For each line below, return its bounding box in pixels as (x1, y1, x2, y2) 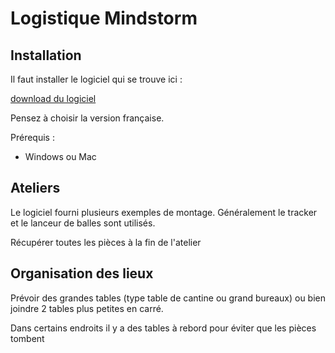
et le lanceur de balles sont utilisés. (10, 217, 156, 229)
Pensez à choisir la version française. (10, 112, 165, 124)
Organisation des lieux (10, 265, 154, 282)
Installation (10, 47, 82, 64)
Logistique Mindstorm (10, 7, 198, 30)
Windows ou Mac (24, 151, 97, 162)
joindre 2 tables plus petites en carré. (10, 302, 164, 314)
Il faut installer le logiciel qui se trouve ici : (10, 73, 183, 85)
